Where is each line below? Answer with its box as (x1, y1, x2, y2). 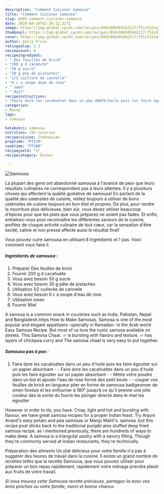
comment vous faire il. (5, 241, 50, 248)
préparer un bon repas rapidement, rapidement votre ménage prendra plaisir (5, 463, 159, 469)
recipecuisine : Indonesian (5, 134, 60, 140)
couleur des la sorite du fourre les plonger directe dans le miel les (12, 392, 144, 398)
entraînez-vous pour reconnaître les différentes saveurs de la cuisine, (5, 216, 145, 222)
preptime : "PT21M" (5, 139, 42, 144)
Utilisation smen (12, 296, 45, 302)
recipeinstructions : (5, 94, 47, 99)
